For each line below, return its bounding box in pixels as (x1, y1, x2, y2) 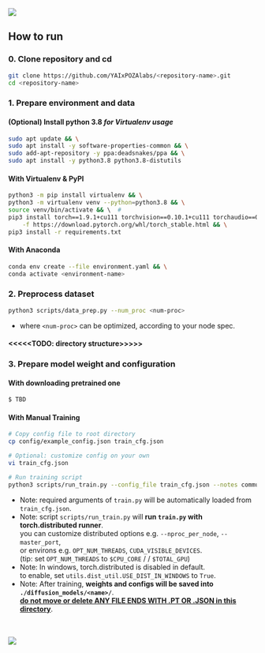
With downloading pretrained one (8, 378, 121, 388)
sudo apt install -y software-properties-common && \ (8, 142, 189, 150)
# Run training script (8, 473, 83, 481)
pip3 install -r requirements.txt (8, 228, 122, 236)
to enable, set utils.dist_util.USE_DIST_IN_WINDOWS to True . (19, 570, 217, 580)
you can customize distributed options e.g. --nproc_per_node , (19, 528, 219, 538)
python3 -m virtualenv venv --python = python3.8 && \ (8, 199, 185, 207)
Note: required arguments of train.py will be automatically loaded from (19, 495, 252, 505)
